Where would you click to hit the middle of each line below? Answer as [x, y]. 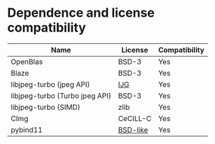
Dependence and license [81, 13]
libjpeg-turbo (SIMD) [46, 107]
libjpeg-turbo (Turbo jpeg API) [61, 96]
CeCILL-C [135, 118]
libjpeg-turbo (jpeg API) [50, 84]
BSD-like [133, 129]
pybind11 [27, 129]
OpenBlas [27, 62]
